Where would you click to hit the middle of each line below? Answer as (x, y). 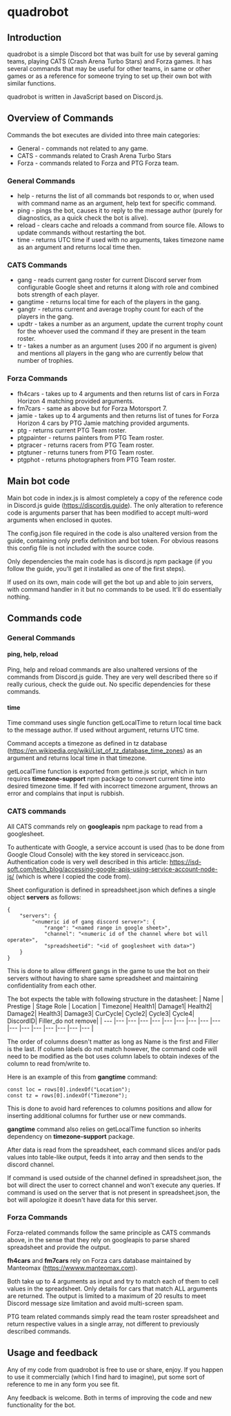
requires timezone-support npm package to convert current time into (106, 779)
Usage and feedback (52, 1353)
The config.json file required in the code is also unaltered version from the (112, 533)
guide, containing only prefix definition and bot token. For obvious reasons (113, 540)
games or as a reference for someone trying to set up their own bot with (110, 76)
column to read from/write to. (49, 1064)
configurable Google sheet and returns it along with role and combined (118, 288)
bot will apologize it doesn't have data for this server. (82, 1199)
